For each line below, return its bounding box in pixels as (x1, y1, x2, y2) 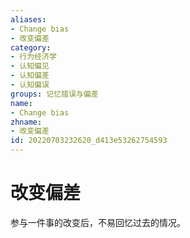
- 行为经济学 (10, 52, 57, 62)
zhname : (10, 117, 43, 127)
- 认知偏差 (10, 71, 50, 81)
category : (10, 42, 52, 53)
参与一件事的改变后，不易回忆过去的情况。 (10, 216, 186, 228)
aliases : (10, 14, 47, 25)
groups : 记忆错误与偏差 (10, 89, 99, 99)
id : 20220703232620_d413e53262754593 (10, 136, 168, 146)
